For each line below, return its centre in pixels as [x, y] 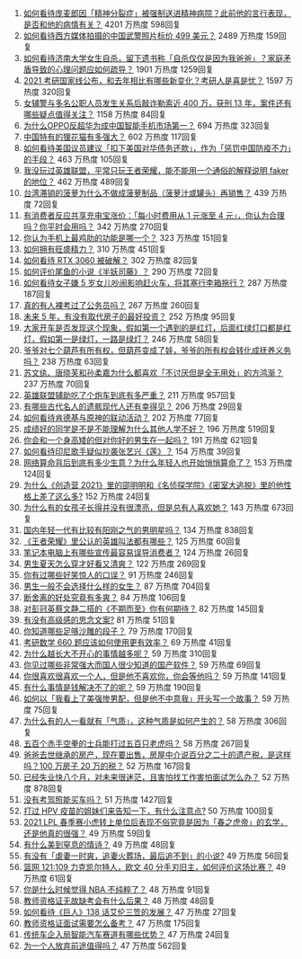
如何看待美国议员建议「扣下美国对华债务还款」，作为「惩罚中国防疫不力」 [157, 148]
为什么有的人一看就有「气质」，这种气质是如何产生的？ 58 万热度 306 [151, 721]
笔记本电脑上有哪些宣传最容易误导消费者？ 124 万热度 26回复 [136, 552]
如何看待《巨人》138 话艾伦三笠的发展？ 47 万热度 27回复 [130, 912]
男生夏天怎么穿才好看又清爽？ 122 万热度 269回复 [115, 564]
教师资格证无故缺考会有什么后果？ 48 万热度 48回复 [120, 901]
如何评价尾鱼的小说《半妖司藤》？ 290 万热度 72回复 [121, 271]
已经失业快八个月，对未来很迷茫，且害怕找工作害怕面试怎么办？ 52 [147, 777]
